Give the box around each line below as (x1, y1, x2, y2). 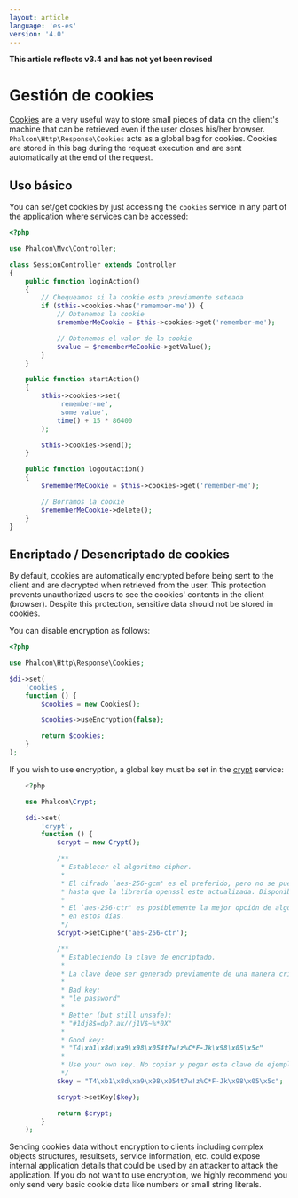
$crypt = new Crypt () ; (56, 838, 141, 847)
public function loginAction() (25, 276, 141, 285)
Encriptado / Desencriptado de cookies (9, 547, 230, 562)
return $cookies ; (41, 731, 105, 740)
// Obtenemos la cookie (56, 310, 145, 319)
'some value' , (56, 408, 109, 417)
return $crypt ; (56, 1108, 114, 1118)
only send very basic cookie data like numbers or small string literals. (9, 1179, 262, 1190)
